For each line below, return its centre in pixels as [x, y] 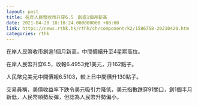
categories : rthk [28, 34]
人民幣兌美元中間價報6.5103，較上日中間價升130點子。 [74, 77]
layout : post [22, 12]
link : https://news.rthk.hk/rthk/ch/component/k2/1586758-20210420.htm [97, 28]
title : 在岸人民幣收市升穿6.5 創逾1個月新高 [57, 17]
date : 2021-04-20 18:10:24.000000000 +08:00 [63, 23]
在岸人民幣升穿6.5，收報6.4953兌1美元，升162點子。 [71, 64]
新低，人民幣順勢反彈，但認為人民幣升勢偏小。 [64, 97]
